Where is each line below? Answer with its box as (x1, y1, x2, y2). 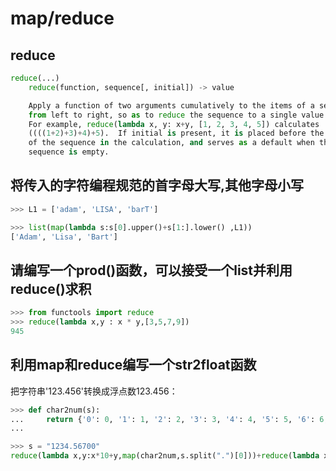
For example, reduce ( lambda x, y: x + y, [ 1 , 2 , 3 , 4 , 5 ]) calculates (28, 119, 320, 129)
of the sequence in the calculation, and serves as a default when (28, 138, 315, 148)
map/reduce (10, 7, 115, 30)
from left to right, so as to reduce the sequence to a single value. (28, 110, 329, 120)
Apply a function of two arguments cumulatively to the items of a (28, 100, 315, 111)
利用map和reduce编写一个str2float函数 (10, 357, 257, 374)
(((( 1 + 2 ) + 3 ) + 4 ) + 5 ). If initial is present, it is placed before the (28, 128, 325, 139)
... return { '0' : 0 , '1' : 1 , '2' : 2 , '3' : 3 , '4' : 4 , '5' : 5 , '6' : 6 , (10, 414, 329, 424)
